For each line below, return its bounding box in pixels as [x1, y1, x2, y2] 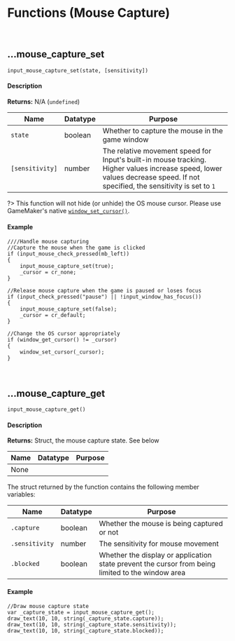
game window [102, 135, 149, 144]
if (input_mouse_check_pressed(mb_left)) [7, 250, 130, 257]
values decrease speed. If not [102, 172, 200, 182]
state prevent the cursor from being [99, 559, 215, 569]
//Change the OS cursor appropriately [7, 330, 120, 337]
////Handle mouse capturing [7, 238, 90, 245]
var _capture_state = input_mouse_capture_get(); [7, 609, 155, 616]
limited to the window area [99, 568, 186, 578]
